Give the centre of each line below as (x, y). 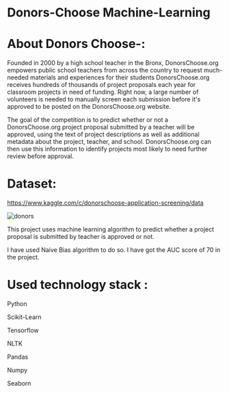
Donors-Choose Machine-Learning (109, 13)
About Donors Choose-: (76, 44)
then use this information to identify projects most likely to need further (107, 149)
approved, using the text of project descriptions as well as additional (103, 134)
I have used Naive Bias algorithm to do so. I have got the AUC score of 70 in (114, 250)
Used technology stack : (78, 285)
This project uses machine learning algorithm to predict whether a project (111, 229)
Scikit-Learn (25, 317)
